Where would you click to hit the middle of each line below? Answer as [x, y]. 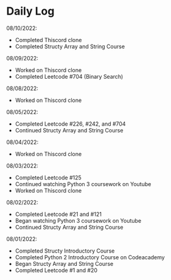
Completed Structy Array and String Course [70, 46]
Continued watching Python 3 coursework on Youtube [83, 184]
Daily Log [30, 11]
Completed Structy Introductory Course [65, 251]
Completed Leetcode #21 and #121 [58, 214]
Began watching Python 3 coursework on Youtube [78, 220]
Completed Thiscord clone [48, 40]
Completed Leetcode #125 [48, 178]
